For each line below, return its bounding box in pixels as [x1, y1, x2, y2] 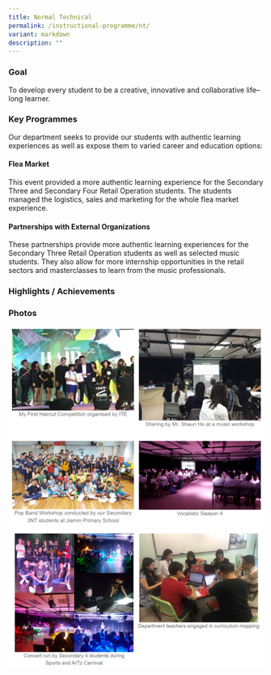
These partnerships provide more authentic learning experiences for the [8, 240, 249, 250]
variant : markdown [8, 30, 70, 38]
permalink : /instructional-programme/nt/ [8, 21, 150, 30]
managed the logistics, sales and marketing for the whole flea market [8, 194, 239, 204]
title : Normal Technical [8, 13, 92, 21]
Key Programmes [8, 113, 78, 125]
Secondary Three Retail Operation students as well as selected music [8, 248, 240, 258]
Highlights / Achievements [8, 286, 116, 297]
